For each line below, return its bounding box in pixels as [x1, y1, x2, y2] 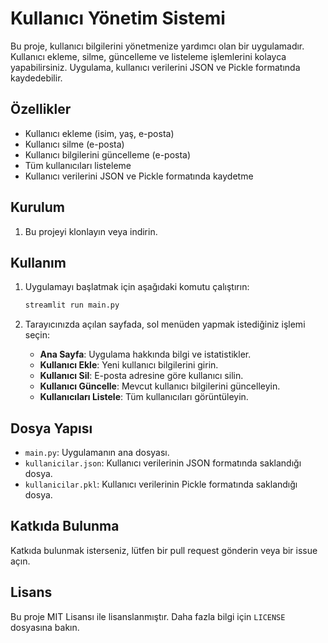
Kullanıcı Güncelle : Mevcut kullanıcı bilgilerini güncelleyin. [39, 380, 281, 392]
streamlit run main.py [24, 300, 120, 311]
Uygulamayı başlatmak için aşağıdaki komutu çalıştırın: [24, 281, 250, 293]
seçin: [24, 329, 51, 341]
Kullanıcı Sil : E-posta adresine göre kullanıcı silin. [39, 370, 244, 382]
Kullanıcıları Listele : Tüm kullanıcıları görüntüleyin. [39, 391, 249, 403]
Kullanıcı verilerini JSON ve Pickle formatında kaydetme [24, 170, 254, 182]
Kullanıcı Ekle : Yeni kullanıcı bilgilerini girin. [39, 359, 219, 371]
